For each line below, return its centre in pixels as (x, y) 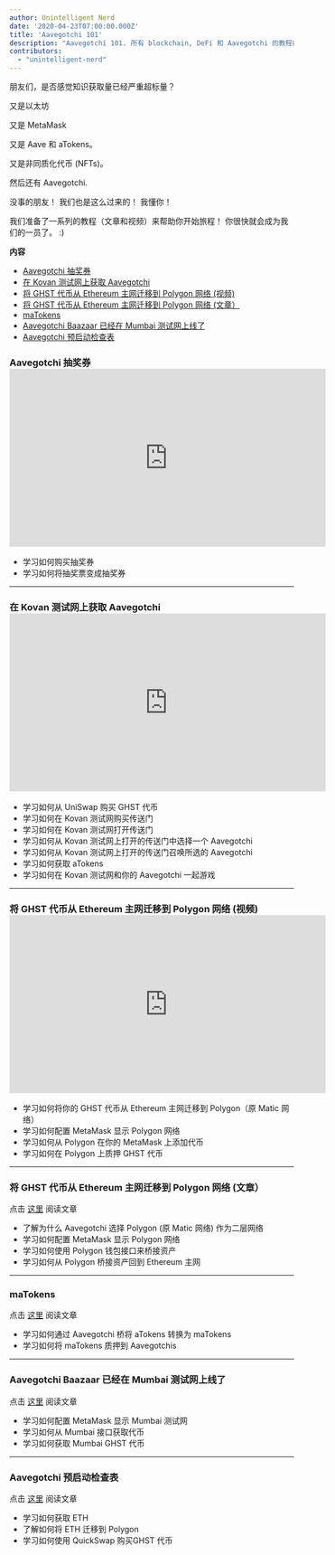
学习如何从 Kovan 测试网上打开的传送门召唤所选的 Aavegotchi (137, 852)
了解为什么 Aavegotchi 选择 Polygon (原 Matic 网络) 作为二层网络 (143, 1228)
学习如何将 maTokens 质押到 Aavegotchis (99, 1346)
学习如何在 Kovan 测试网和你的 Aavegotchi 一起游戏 (119, 874)
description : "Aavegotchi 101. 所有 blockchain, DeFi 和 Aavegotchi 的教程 (151, 43)
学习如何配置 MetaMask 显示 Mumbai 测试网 (105, 1420)
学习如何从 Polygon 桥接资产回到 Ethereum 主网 (112, 1262)
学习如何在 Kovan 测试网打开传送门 (88, 829)
